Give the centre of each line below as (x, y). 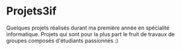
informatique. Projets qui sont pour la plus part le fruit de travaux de (91, 34)
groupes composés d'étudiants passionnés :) (62, 40)
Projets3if (31, 11)
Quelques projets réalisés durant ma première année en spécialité (88, 28)
